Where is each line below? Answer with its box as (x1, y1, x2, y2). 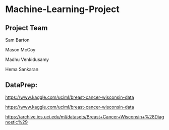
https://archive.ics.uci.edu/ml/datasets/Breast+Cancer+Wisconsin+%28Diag (5, 113, 164, 119)
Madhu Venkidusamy (5, 56, 49, 62)
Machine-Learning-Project (5, 4, 120, 15)
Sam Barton (5, 37, 30, 43)
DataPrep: (5, 81, 38, 89)
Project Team (5, 24, 48, 32)
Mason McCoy (5, 47, 36, 52)
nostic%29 (5, 119, 28, 125)
